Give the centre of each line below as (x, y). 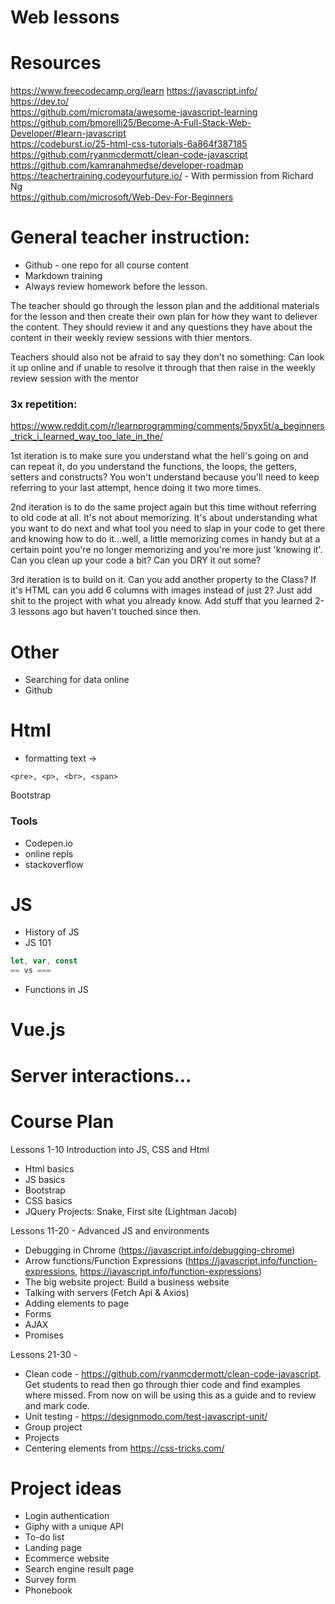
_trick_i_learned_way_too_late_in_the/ (87, 437)
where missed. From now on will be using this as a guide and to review (170, 1395)
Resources (56, 63)
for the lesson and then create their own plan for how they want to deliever (164, 317)
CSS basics (48, 1200)
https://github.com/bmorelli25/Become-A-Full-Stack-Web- (131, 123)
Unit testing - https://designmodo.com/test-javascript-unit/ (146, 1416)
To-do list (44, 1537)
